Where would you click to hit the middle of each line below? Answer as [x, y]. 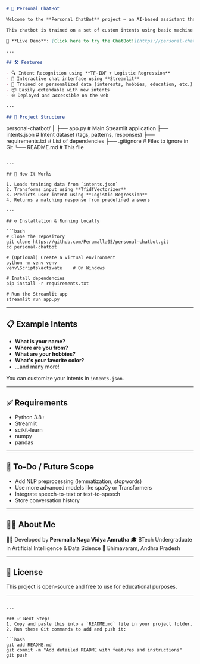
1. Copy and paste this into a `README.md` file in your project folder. [100, 624]
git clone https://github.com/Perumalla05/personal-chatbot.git [87, 242]
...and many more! [37, 367]
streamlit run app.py [33, 299]
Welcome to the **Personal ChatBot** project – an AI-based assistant [96, 19]
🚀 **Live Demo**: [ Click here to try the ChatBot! [70, 41]
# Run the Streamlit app [37, 294]
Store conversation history [47, 500]
